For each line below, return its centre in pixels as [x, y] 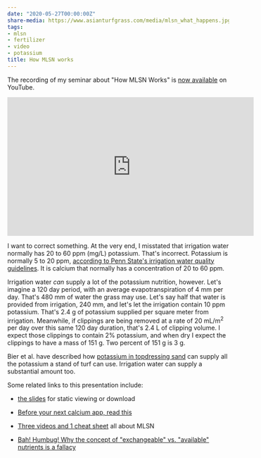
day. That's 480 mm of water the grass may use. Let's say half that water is [117, 297]
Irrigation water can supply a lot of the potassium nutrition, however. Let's [114, 282]
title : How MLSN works [40, 60]
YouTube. [21, 87]
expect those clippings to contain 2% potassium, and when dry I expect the [117, 335]
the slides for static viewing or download [76, 399]
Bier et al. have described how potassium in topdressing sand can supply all [117, 357]
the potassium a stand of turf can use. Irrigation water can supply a [105, 364]
